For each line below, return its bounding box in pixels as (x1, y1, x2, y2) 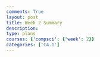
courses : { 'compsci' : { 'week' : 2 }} (6, 36, 95, 42)
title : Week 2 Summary (6, 20, 62, 26)
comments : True (6, 8, 44, 15)
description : (6, 25, 39, 31)
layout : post (6, 14, 39, 20)
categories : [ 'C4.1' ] (6, 42, 60, 48)
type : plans (6, 31, 36, 37)
